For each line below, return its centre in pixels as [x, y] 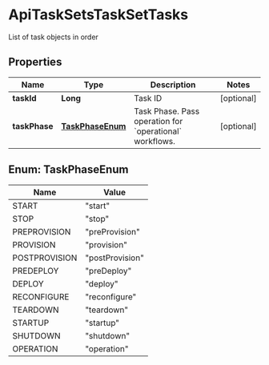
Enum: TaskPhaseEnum [68, 170]
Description [173, 84]
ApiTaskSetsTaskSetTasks [98, 15]
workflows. [155, 141]
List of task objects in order [53, 37]
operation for [158, 121]
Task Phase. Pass [167, 111]
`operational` [158, 131]
